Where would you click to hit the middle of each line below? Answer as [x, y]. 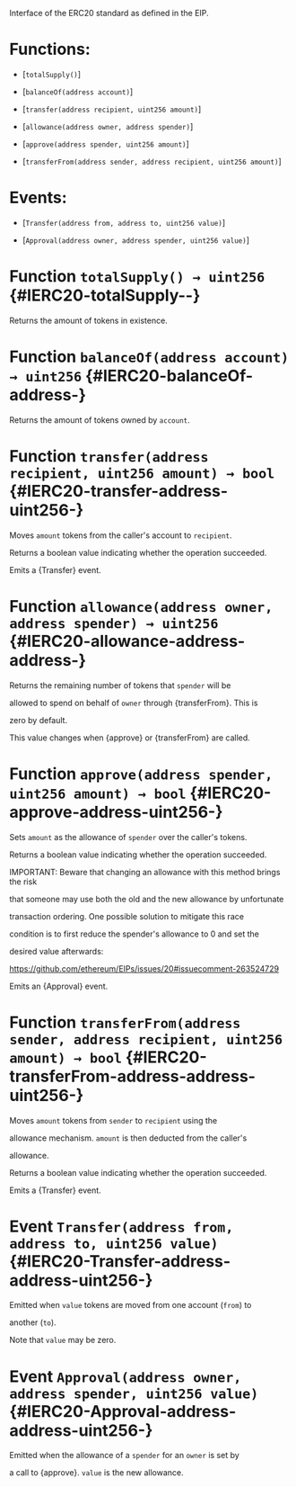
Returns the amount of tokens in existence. [88, 320]
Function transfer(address [109, 456]
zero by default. [39, 720]
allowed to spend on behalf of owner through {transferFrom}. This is [134, 703]
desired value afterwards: [57, 951]
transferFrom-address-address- [132, 1076]
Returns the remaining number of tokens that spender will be [120, 685]
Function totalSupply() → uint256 [137, 277]
